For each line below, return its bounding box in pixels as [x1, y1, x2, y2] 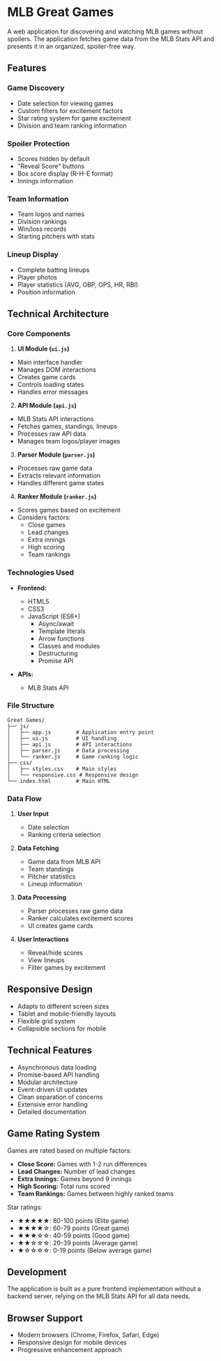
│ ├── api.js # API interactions [7, 740, 132, 748]
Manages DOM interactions [17, 365, 96, 374]
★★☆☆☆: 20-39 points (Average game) [17, 1238, 138, 1247]
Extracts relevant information [17, 471, 101, 480]
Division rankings [17, 218, 68, 226]
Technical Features [7, 1044, 93, 1056]
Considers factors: [17, 513, 71, 522]
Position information [17, 287, 75, 296]
